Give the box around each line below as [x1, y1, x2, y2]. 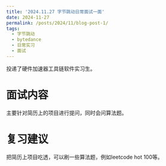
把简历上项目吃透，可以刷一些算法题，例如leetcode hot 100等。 [6, 153, 163, 161]
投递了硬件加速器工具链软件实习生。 [6, 65, 96, 72]
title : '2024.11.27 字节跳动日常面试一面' [6, 8, 105, 15]
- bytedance [11, 37, 42, 43]
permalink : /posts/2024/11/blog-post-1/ [6, 20, 109, 26]
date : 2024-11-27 [6, 14, 50, 20]
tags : [6, 25, 20, 32]
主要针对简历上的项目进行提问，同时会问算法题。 [6, 109, 127, 116]
